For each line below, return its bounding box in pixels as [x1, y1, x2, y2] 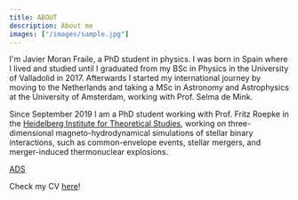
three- [228, 118, 252, 129]
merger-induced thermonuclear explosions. [9, 147, 169, 157]
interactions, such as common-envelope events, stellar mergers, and [9, 137, 262, 148]
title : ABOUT [9, 12, 58, 22]
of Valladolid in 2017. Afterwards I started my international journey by [9, 73, 262, 84]
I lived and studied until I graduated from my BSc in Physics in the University [9, 63, 289, 74]
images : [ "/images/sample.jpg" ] [9, 29, 129, 38]
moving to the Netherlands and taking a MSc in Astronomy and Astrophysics [9, 82, 289, 93]
